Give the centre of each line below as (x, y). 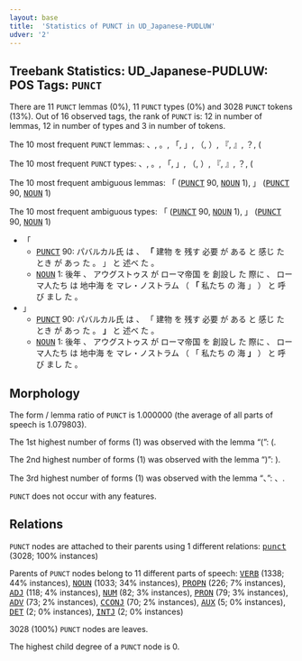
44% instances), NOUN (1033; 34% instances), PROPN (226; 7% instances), (148, 583)
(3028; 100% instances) (54, 555)
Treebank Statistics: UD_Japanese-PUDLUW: (139, 71)
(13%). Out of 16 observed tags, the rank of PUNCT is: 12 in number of (136, 116)
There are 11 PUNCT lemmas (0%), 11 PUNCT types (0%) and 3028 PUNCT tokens (151, 107)
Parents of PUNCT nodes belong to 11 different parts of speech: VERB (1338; (147, 573)
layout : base (34, 18)
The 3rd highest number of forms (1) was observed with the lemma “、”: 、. (147, 478)
